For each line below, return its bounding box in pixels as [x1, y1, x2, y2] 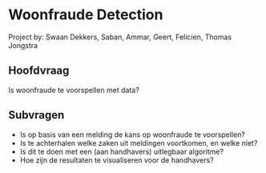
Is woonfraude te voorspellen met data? [8, 85, 140, 95]
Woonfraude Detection [8, 6, 163, 24]
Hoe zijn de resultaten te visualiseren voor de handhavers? [19, 155, 214, 165]
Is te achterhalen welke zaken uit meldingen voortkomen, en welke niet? [19, 138, 258, 147]
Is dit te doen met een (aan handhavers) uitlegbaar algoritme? [19, 147, 224, 156]
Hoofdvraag [8, 64, 70, 78]
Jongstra [8, 40, 38, 50]
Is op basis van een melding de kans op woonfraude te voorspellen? [19, 130, 246, 139]
